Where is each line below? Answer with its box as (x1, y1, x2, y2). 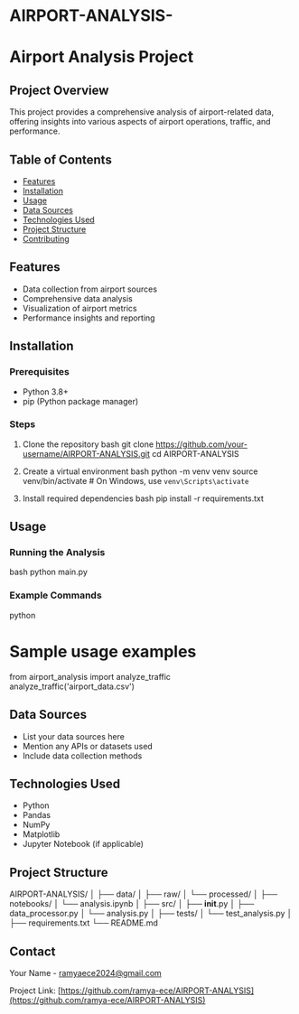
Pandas (22, 810, 51, 821)
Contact (9, 944, 56, 959)
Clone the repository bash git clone (22, 439, 154, 450)
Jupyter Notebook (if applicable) (22, 839, 145, 850)
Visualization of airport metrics (22, 302, 137, 313)
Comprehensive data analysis (22, 293, 134, 303)
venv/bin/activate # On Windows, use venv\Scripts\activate (22, 475, 249, 486)
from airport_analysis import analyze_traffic (9, 671, 172, 682)
